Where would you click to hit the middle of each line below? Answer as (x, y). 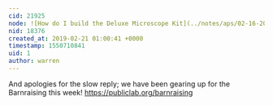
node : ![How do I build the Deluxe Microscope (89, 23)
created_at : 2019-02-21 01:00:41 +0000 (76, 38)
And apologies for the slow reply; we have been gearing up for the (119, 84)
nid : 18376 (27, 31)
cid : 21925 (27, 16)
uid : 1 (19, 53)
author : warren (34, 61)
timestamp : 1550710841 (47, 46)
